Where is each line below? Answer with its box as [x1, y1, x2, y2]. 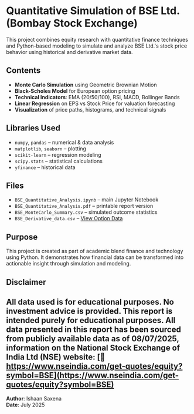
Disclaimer [6, 277, 46, 287]
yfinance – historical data [14, 163, 76, 171]
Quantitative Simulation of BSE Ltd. [6, 4, 180, 18]
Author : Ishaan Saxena [6, 395, 62, 402]
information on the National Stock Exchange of [6, 342, 181, 353]
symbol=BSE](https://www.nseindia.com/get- [6, 370, 179, 380]
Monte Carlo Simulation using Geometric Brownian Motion [14, 81, 157, 88]
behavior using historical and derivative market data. [6, 48, 133, 55]
